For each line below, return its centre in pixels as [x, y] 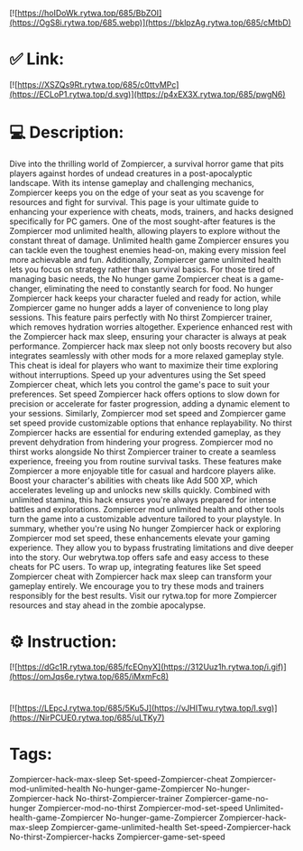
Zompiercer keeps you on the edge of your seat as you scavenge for [137, 192]
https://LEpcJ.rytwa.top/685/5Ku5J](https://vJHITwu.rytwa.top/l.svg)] [147, 708]
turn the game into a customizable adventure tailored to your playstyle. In [145, 519]
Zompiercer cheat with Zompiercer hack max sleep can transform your [141, 576]
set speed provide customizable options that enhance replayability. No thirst [151, 423]
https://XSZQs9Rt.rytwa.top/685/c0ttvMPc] [98, 84]
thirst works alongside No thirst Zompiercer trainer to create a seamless [143, 452]
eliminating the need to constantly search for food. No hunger [158, 288]
